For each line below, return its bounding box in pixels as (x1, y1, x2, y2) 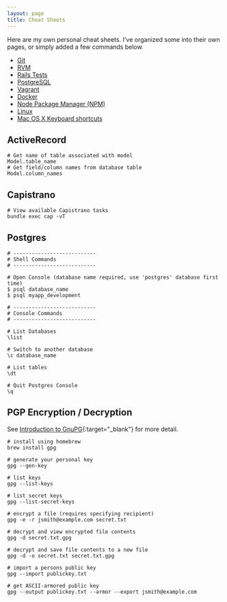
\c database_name (7, 351, 57, 359)
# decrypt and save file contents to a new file (7, 546, 148, 553)
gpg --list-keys (7, 480, 53, 487)
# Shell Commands (7, 255, 57, 263)
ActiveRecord (7, 134, 67, 146)
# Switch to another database (7, 346, 94, 353)
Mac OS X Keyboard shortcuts (16, 114, 103, 122)
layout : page (7, 10, 44, 17)
